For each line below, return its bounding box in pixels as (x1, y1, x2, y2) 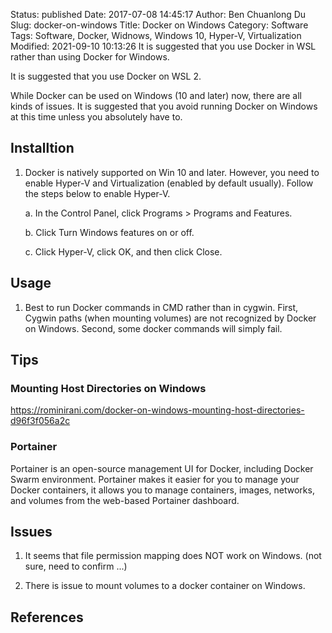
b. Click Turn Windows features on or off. (24, 226, 195, 238)
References (10, 609, 84, 626)
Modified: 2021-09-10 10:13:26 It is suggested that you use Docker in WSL (10, 40, 317, 52)
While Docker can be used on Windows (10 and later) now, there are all (10, 90, 302, 101)
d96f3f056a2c (10, 415, 71, 427)
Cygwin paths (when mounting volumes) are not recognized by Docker (24, 312, 317, 324)
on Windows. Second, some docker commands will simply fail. (24, 322, 283, 334)
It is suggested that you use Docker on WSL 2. (10, 70, 202, 82)
